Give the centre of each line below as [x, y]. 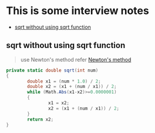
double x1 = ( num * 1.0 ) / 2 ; [64, 81]
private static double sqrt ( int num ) [52, 70]
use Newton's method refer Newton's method [76, 59]
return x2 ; [41, 119]
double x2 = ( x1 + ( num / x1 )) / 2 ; [72, 87]
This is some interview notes [78, 11]
